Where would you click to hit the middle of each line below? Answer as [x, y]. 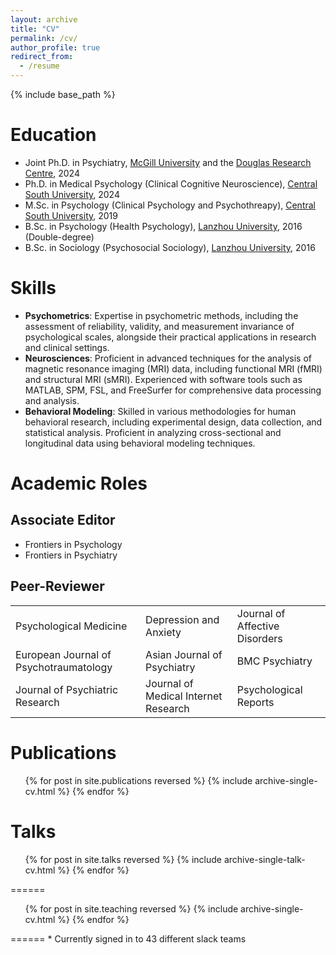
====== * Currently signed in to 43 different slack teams [128, 938]
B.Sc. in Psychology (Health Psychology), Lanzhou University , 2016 [163, 226]
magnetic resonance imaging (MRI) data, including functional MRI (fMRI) [173, 368]
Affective [258, 626]
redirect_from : [42, 57]
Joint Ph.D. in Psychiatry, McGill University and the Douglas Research [168, 162]
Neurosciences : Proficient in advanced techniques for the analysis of [168, 358]
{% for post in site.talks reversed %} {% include [123, 859]
